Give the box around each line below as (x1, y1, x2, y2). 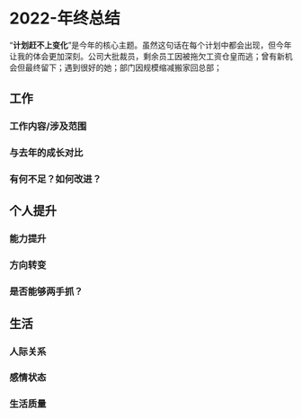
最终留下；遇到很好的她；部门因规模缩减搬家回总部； (24, 62, 222, 73)
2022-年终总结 (9, 8, 120, 29)
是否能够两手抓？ (9, 285, 84, 298)
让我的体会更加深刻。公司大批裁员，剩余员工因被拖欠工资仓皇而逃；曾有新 (9, 50, 285, 61)
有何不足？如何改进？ (9, 173, 102, 185)
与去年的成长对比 (9, 147, 84, 159)
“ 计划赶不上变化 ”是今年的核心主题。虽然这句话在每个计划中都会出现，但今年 (9, 40, 292, 50)
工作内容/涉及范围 (9, 120, 87, 133)
